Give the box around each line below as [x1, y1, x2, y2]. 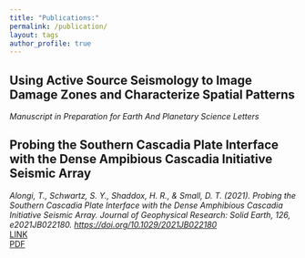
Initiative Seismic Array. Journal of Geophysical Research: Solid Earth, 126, [9, 209, 291, 220]
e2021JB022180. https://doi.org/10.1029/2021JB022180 [9, 219, 218, 230]
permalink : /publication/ [9, 22, 107, 31]
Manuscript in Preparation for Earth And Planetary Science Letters [9, 111, 259, 122]
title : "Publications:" [9, 13, 100, 23]
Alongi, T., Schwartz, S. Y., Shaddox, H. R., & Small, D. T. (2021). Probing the [9, 190, 297, 201]
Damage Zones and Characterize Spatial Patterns [9, 87, 296, 102]
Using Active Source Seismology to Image [9, 72, 252, 88]
